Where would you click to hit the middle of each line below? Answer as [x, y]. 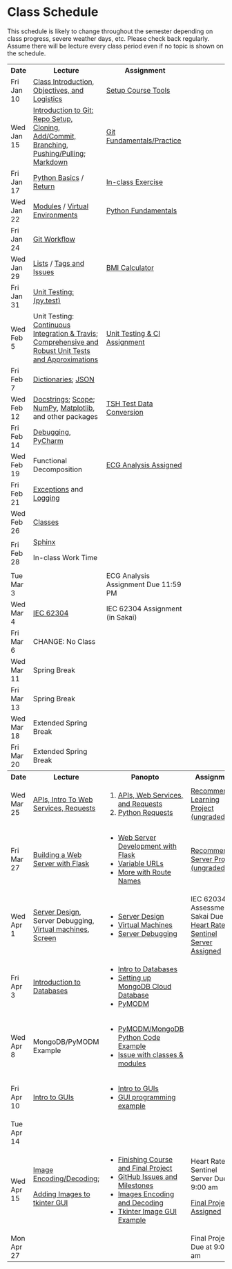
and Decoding [141, 1203]
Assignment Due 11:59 [144, 584]
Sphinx [45, 542]
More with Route [144, 872]
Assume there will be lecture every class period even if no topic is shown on [115, 46]
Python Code [139, 1037]
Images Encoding [146, 1194]
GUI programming [147, 1097]
